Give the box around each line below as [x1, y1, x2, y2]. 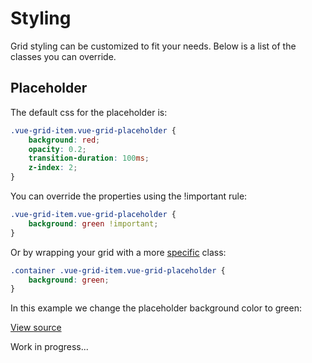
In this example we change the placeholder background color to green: [10, 302, 302, 314]
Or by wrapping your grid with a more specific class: [10, 246, 227, 258]
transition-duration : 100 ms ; [28, 153, 150, 164]
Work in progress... [10, 341, 89, 353]
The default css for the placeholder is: [10, 106, 168, 118]
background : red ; [28, 135, 101, 145]
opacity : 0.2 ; [28, 144, 87, 154]
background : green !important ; [28, 218, 159, 229]
